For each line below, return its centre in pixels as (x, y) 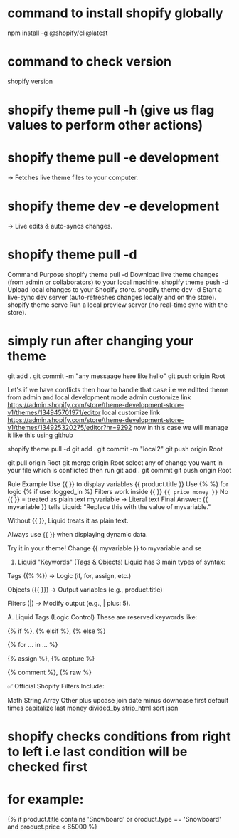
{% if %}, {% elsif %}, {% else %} (57, 631)
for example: (46, 800)
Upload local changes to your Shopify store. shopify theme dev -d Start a (115, 289)
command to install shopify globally (115, 13)
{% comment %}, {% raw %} (50, 672)
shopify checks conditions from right (119, 737)
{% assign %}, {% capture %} (51, 658)
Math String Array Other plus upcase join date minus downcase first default (118, 700)
